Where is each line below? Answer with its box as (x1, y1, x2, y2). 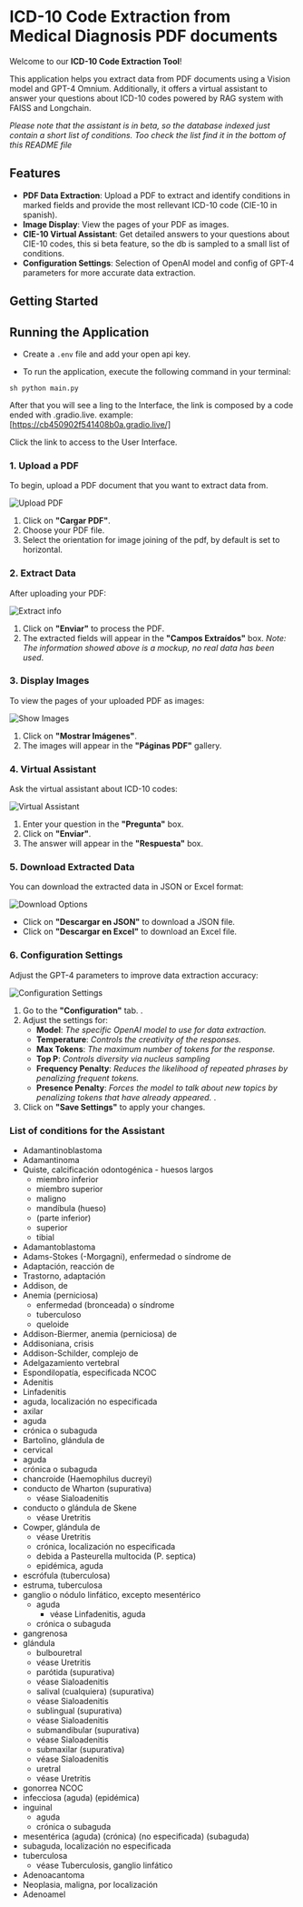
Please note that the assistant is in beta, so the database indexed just (9, 120, 270, 131)
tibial (35, 1232, 54, 1243)
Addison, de (22, 1280, 68, 1291)
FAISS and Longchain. (9, 102, 92, 113)
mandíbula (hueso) (35, 1203, 107, 1214)
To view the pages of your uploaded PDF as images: (9, 695, 205, 706)
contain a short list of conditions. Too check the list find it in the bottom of (9, 129, 287, 140)
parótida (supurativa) (35, 1667, 115, 1678)
